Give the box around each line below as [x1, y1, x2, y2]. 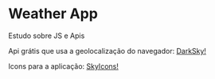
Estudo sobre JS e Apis [8, 31, 85, 40]
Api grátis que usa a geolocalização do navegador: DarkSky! [8, 46, 207, 55]
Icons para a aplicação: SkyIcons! [8, 61, 119, 71]
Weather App [8, 5, 98, 23]
